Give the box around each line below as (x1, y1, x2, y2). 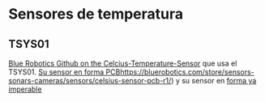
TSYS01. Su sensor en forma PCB (8, 67, 121, 77)
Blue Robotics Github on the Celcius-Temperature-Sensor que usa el (8, 58, 237, 68)
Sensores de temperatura (8, 5, 184, 23)
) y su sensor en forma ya (171, 76, 257, 85)
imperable (8, 84, 42, 94)
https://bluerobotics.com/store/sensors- (120, 67, 255, 77)
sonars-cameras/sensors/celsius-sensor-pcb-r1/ (8, 76, 172, 85)
